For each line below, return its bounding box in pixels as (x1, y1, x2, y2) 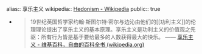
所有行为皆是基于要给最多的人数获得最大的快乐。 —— (41, 33, 176, 41)
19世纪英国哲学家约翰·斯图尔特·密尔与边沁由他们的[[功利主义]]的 (30, 18, 191, 25)
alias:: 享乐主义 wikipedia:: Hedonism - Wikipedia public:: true (6, 5, 161, 12)
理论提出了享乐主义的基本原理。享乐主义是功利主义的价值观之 (35, 26, 190, 33)
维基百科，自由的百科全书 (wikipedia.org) (41, 41, 145, 48)
